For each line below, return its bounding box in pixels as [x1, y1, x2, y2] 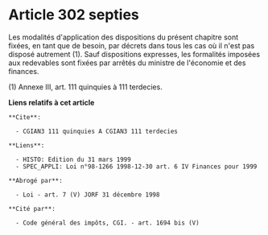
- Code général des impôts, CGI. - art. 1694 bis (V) [15, 219, 200, 227]
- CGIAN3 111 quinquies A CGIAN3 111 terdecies [15, 127, 179, 135]
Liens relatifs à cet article [8, 97, 95, 107]
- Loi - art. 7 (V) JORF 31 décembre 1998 [15, 191, 160, 199]
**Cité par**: [8, 204, 56, 212]
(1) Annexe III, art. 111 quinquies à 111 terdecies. [8, 82, 163, 92]
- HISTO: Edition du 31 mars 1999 [15, 155, 131, 163]
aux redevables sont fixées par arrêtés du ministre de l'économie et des [8, 58, 246, 68]
